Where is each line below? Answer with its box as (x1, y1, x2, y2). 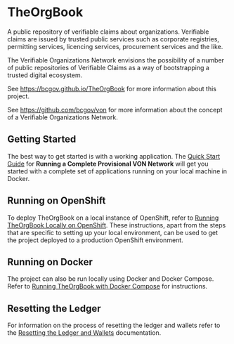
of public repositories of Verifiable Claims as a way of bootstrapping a (7, 63, 209, 72)
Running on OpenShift (7, 194, 106, 207)
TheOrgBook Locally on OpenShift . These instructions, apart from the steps (7, 220, 226, 229)
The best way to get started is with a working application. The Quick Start (7, 152, 221, 160)
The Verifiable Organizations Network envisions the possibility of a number (7, 55, 225, 64)
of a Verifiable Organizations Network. (7, 113, 118, 121)
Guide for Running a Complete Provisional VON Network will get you (7, 159, 209, 168)
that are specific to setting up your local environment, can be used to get (7, 228, 219, 237)
